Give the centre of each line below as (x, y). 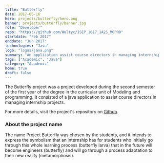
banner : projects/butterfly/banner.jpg (46, 23)
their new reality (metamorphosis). (40, 156)
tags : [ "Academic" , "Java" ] (34, 59)
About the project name (34, 124)
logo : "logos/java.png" (29, 50)
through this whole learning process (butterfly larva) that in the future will (79, 145)
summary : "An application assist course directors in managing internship (83, 55)
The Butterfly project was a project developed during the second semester (80, 87)
